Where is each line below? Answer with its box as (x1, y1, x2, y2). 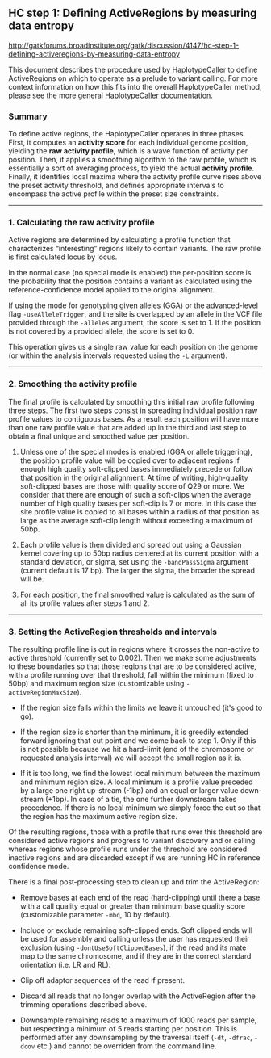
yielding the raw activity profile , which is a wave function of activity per (8, 146, 248, 156)
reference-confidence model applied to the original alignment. (8, 285, 215, 295)
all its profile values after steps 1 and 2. (19, 598, 150, 608)
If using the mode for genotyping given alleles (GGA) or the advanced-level (8, 300, 258, 310)
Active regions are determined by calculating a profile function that (8, 235, 231, 245)
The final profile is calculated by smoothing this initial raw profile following (8, 397, 256, 406)
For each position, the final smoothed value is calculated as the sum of (19, 590, 256, 599)
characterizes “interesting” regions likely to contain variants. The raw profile (8, 244, 261, 254)
